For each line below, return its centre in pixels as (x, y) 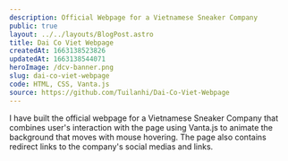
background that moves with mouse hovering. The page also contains (138, 137)
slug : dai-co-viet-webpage (59, 76)
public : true (34, 26)
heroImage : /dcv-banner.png (62, 68)
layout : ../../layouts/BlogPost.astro (81, 34)
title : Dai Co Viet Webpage (62, 42)
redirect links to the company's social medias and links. (111, 146)
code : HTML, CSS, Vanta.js (59, 84)
